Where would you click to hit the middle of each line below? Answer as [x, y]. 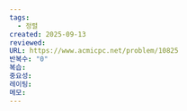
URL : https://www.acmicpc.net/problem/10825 [94, 51]
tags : [19, 17]
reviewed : [28, 43]
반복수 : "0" [29, 59]
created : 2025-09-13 [48, 34]
